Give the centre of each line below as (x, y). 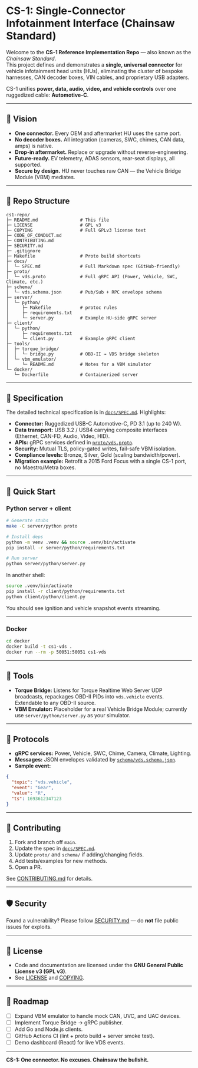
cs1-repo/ (18, 215)
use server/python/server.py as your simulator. (72, 715)
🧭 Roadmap (27, 1002)
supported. (28, 164)
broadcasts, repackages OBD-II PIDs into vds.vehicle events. (89, 696)
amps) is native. (34, 146)
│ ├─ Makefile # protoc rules (62, 308)
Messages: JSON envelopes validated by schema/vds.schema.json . (95, 760)
